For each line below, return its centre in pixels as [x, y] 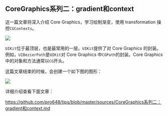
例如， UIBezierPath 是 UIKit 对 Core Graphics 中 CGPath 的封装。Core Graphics [84, 54]
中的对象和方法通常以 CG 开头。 [36, 60]
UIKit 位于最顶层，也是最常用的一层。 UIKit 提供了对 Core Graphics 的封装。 [83, 48]
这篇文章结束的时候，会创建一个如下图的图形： [53, 71]
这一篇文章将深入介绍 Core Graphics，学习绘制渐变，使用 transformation [80, 22]
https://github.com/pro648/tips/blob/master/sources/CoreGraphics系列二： [83, 102]
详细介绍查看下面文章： [29, 91]
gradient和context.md [28, 108]
